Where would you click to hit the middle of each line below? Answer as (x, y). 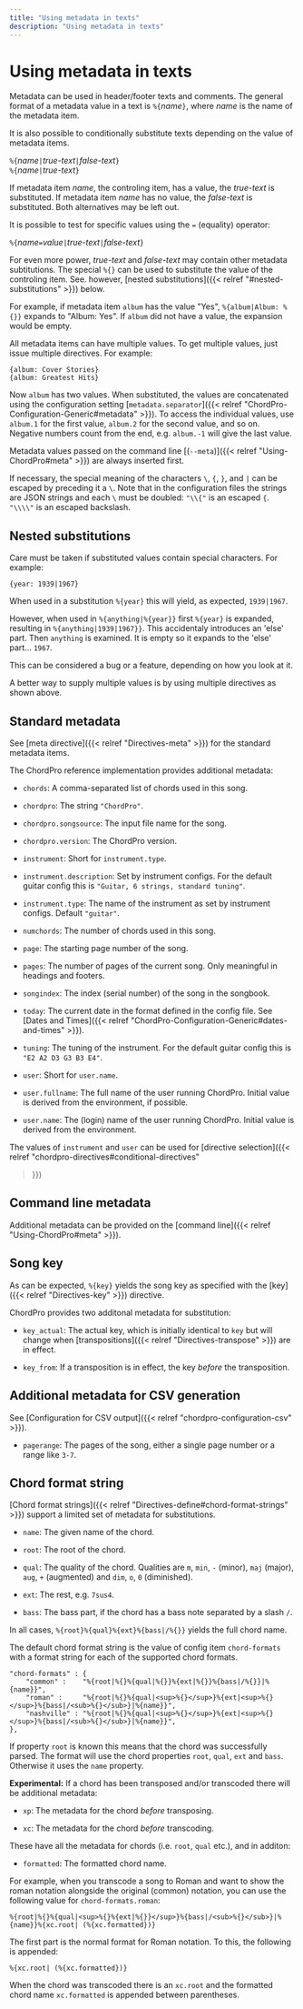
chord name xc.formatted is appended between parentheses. (125, 1995)
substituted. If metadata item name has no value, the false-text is (131, 197)
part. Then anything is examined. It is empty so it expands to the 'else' (141, 638)
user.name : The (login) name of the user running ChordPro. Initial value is (158, 1120)
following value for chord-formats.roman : (85, 1901)
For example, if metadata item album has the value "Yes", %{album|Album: (144, 306)
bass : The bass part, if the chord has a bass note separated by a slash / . (157, 1612)
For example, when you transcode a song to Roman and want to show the (147, 1881)
